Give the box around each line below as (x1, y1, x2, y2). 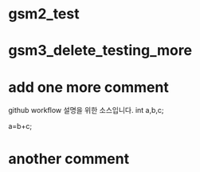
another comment (8, 150, 130, 168)
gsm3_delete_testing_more (8, 42, 193, 60)
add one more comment (8, 78, 169, 96)
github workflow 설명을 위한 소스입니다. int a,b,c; (8, 106, 165, 115)
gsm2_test (8, 5, 80, 23)
